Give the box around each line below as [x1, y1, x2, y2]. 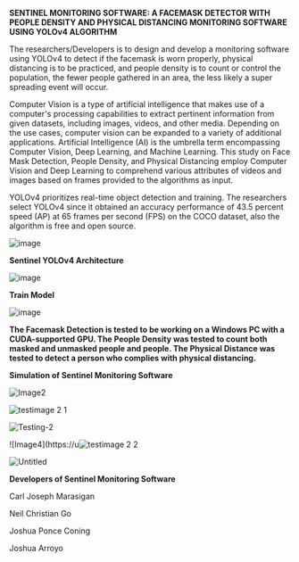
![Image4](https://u [9, 439, 79, 450]
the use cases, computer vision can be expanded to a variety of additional [9, 128, 282, 137]
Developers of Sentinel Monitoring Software [9, 474, 176, 484]
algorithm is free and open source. [9, 220, 137, 231]
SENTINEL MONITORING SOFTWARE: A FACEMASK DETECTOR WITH [9, 8, 270, 18]
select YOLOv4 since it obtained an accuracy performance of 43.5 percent [9, 202, 284, 212]
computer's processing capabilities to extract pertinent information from [9, 109, 275, 119]
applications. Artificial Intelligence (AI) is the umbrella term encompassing [9, 137, 281, 147]
